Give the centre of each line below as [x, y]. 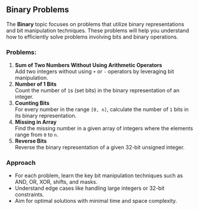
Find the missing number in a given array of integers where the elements [104, 128]
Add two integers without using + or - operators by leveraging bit [94, 71]
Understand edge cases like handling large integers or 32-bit [90, 188]
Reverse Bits [31, 141]
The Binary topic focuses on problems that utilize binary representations [95, 24]
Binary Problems [38, 10]
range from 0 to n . [36, 135]
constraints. [29, 195]
